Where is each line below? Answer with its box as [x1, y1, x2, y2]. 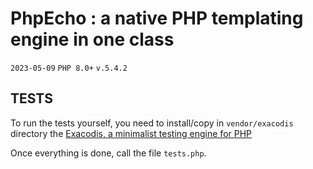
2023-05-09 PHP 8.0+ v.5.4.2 [10, 63, 128, 73]
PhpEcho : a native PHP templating [10, 7, 304, 30]
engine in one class [10, 28, 175, 51]
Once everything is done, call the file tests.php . [10, 147, 207, 159]
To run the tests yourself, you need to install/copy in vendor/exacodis [10, 117, 294, 129]
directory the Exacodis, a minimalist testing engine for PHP [10, 127, 253, 139]
